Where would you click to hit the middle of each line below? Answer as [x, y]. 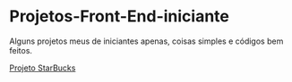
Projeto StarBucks [43, 68]
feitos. [21, 50]
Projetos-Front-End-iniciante [120, 16]
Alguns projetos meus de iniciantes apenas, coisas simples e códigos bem [146, 41]
